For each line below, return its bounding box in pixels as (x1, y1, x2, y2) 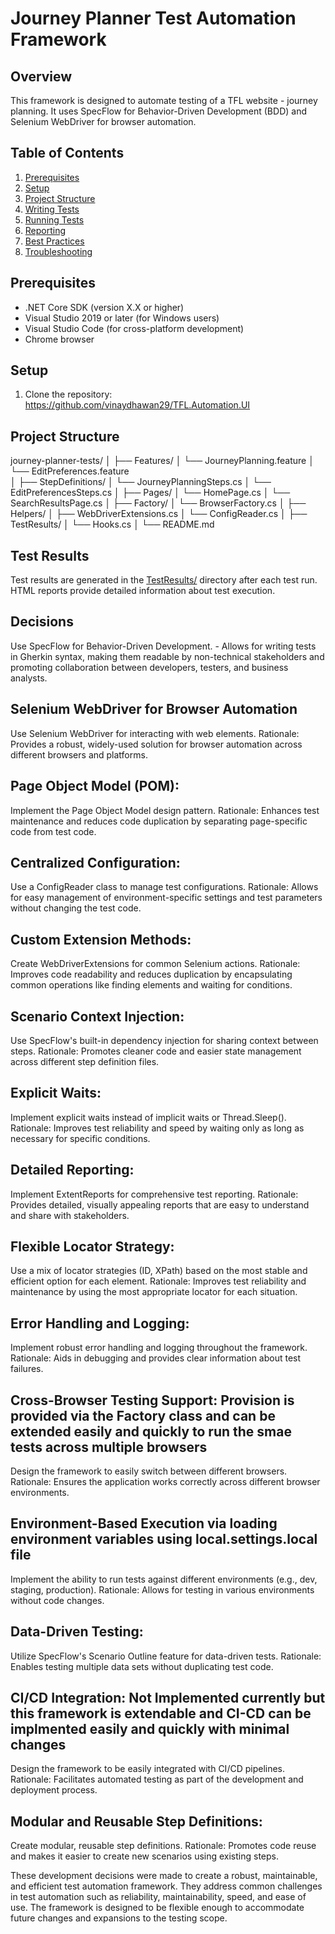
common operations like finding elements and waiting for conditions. (10, 979, 293, 991)
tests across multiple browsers (10, 1438, 208, 1456)
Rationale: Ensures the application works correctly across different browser (10, 1476, 321, 1487)
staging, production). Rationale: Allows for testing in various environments (10, 1583, 315, 1596)
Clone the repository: (24, 388, 113, 401)
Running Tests (24, 213, 85, 226)
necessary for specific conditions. (10, 1132, 151, 1144)
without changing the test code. (10, 902, 142, 914)
